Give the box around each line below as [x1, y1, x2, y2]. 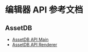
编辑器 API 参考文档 [5, 4, 84, 15]
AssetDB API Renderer [12, 42, 57, 47]
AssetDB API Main [12, 37, 49, 42]
